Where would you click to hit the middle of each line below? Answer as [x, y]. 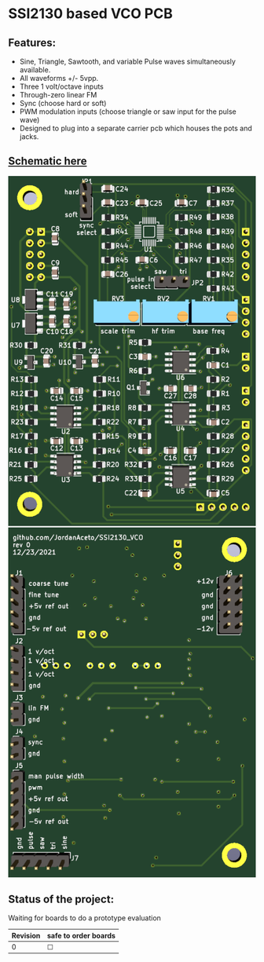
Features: [32, 43]
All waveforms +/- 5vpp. [59, 78]
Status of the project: [61, 899]
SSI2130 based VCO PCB [90, 14]
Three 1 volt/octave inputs [61, 86]
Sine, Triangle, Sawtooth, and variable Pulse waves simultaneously [127, 61]
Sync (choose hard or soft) [63, 103]
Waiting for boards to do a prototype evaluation [84, 918]
